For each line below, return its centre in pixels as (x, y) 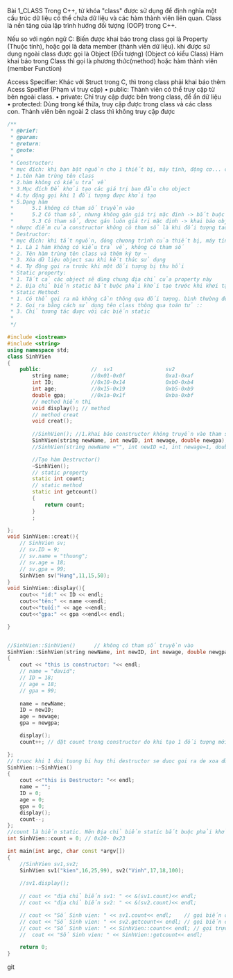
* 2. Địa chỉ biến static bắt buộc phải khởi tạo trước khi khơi (114, 286)
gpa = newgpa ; (40, 723)
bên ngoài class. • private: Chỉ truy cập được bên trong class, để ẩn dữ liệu (114, 97)
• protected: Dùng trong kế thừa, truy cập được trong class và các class (110, 104)
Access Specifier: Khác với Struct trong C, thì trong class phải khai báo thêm (116, 82)
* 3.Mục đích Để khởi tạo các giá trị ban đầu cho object (100, 189)
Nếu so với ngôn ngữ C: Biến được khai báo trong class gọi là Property (107, 39)
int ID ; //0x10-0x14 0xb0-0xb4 (113, 382)
